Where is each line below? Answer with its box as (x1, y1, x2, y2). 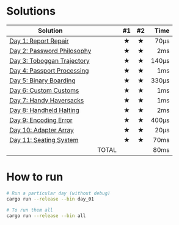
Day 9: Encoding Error (9, 116, 73, 124)
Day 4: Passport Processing (9, 66, 89, 74)
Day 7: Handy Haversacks (9, 96, 84, 104)
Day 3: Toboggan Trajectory (9, 56, 90, 65)
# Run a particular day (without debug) (6, 190, 111, 196)
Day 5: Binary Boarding (9, 76, 76, 85)
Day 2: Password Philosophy (9, 46, 92, 55)
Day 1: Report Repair (9, 37, 69, 45)
